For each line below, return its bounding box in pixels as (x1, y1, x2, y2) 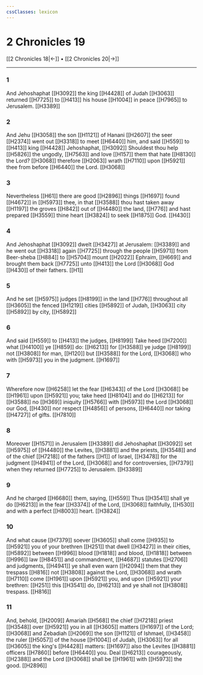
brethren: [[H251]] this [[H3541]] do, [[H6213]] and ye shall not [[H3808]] (6, 581, 188, 588)
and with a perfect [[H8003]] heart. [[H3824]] (6, 507, 121, 515)
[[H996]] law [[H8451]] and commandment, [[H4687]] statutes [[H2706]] (6, 556, 188, 563)
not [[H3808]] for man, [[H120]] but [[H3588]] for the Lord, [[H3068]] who (6, 350, 192, 357)
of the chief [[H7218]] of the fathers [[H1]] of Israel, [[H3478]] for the (6, 453, 177, 460)
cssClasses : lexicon (6, 8, 59, 15)
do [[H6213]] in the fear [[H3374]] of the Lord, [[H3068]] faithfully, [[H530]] (6, 501, 195, 508)
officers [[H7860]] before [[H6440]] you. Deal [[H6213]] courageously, (6, 649, 182, 656)
